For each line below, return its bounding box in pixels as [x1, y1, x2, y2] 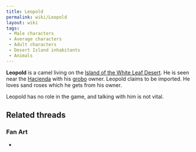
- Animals [8, 53, 33, 59]
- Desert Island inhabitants [8, 47, 81, 53]
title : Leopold [6, 8, 44, 15]
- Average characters [8, 36, 62, 42]
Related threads [6, 110, 66, 120]
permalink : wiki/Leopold [6, 14, 67, 20]
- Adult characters [8, 42, 57, 48]
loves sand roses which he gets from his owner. [6, 81, 122, 89]
